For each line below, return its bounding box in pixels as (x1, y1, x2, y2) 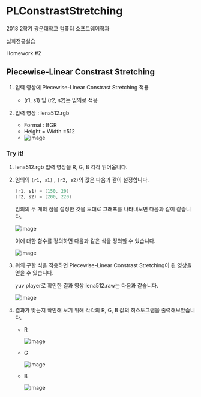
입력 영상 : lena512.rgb (14, 109, 70, 117)
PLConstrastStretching (6, 4, 123, 18)
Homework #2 (6, 49, 42, 56)
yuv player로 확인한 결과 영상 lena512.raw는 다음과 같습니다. (14, 282, 158, 289)
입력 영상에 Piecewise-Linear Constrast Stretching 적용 (14, 83, 149, 91)
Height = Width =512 (23, 127, 75, 135)
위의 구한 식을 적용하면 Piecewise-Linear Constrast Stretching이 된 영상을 (14, 261, 192, 268)
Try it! (6, 149, 24, 157)
